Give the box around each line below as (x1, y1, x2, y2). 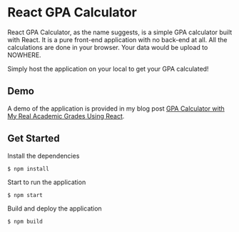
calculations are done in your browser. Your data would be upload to (7, 43, 208, 51)
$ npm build (7, 218, 43, 225)
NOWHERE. (7, 51, 41, 59)
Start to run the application (7, 178, 86, 186)
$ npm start (7, 191, 43, 198)
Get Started (7, 133, 60, 145)
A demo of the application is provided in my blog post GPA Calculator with (7, 104, 225, 113)
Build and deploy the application (7, 204, 102, 213)
